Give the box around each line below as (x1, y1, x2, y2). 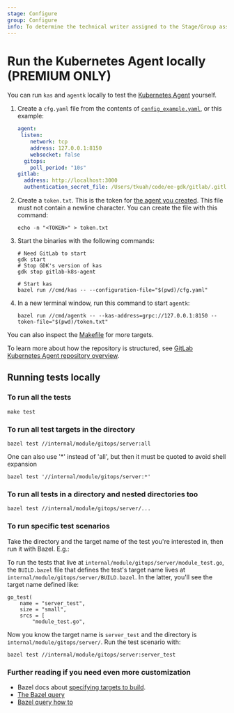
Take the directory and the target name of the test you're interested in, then (7, 537, 224, 545)
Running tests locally (7, 372, 101, 384)
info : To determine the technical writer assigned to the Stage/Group (7, 23, 217, 30)
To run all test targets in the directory (7, 424, 136, 434)
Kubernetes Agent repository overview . (7, 352, 120, 360)
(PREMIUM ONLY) (7, 68, 111, 84)
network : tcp (30, 139, 68, 146)
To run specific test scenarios (7, 522, 110, 531)
